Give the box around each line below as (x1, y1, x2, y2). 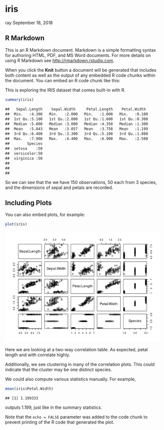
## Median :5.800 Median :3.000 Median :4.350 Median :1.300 (5, 122, 148, 126)
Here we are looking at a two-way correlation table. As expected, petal (5, 347, 148, 353)
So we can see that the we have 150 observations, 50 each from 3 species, (5, 179, 157, 185)
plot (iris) (5, 222, 27, 227)
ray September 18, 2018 (5, 20, 53, 26)
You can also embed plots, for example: (5, 212, 85, 217)
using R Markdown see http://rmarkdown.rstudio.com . (5, 58, 114, 63)
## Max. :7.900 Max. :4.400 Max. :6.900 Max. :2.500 (5, 136, 148, 141)
